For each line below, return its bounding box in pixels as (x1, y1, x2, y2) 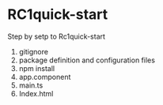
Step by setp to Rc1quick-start (7, 32, 106, 41)
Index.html (18, 88, 54, 98)
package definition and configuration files (18, 55, 156, 65)
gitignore (18, 47, 49, 56)
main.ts (18, 81, 44, 90)
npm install (18, 63, 55, 73)
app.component (18, 72, 71, 81)
